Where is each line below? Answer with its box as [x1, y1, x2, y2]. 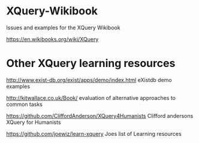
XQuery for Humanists [6, 118, 61, 126]
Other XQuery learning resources [6, 57, 176, 70]
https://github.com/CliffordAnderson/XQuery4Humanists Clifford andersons [6, 112, 194, 119]
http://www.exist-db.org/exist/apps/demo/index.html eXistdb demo [6, 76, 172, 83]
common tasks [6, 101, 43, 108]
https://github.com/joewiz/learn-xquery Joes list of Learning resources [6, 130, 182, 137]
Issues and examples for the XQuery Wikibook [6, 24, 121, 31]
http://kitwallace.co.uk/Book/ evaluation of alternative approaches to [6, 94, 176, 101]
